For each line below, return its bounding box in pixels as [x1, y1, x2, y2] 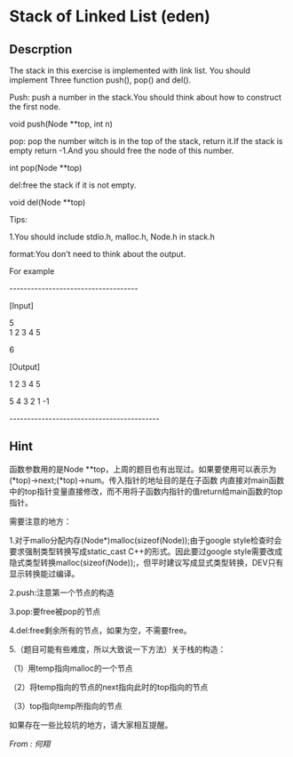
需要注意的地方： [9, 516, 72, 527]
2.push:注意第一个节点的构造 [9, 587, 115, 598]
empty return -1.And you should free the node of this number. [9, 145, 234, 156]
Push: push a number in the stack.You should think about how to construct [9, 92, 281, 102]
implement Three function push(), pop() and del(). [9, 75, 192, 85]
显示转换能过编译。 [9, 568, 80, 579]
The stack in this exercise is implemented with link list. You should [9, 65, 251, 76]
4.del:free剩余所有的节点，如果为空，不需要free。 [9, 624, 192, 635]
